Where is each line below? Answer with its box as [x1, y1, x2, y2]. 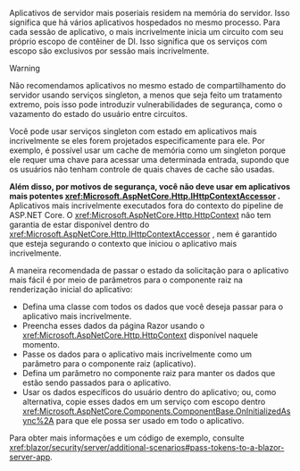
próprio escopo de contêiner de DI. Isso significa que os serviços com [9, 36, 268, 46]
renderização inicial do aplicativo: [9, 284, 133, 294]
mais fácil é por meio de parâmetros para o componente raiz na [9, 274, 244, 285]
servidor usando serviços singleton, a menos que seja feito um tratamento [9, 89, 283, 100]
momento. [21, 340, 61, 349]
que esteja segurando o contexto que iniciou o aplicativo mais [9, 239, 237, 248]
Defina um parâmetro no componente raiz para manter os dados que [21, 368, 276, 378]
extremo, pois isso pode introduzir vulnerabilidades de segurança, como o [9, 99, 283, 110]
